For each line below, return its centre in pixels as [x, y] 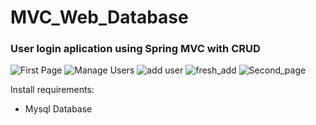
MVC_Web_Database [99, 17]
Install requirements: [52, 90]
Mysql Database [58, 109]
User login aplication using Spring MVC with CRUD [135, 49]
